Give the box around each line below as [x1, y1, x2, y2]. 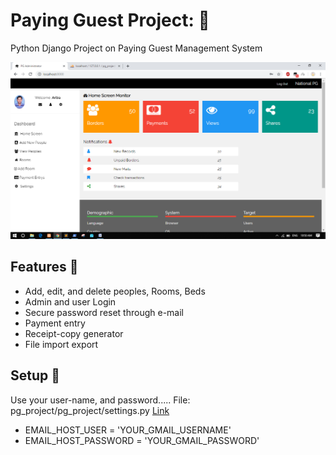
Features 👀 [10, 259, 79, 276]
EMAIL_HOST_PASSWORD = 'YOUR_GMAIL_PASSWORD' [24, 434, 260, 446]
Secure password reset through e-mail [24, 306, 184, 318]
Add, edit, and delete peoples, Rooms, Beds [24, 285, 206, 297]
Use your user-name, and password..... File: [10, 394, 191, 406]
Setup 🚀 [10, 367, 61, 384]
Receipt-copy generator [24, 327, 124, 339]
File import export [24, 338, 99, 350]
